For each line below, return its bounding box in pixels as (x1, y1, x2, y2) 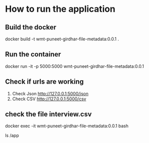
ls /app (5, 133, 19, 139)
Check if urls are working (5, 78, 84, 86)
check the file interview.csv (5, 110, 92, 118)
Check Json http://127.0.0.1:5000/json (12, 90, 89, 96)
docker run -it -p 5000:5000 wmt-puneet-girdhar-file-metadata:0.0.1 (5, 63, 144, 69)
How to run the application (5, 3, 116, 15)
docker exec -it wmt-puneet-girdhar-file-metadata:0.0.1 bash (5, 123, 129, 129)
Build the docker (5, 23, 57, 31)
